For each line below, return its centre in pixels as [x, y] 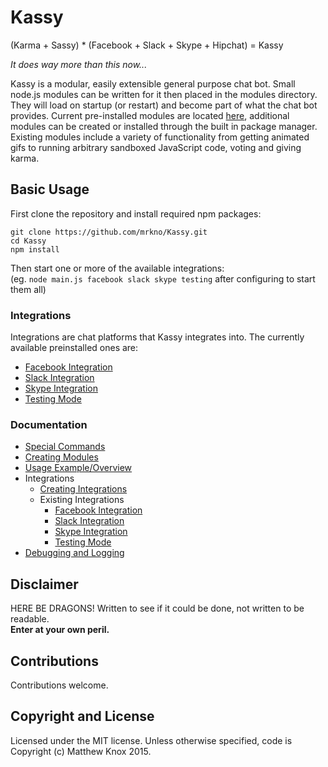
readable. [30, 619]
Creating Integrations [83, 489]
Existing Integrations [82, 500]
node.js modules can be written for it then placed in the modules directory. [164, 94]
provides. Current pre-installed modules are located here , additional [150, 115]
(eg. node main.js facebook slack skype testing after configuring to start [163, 278]
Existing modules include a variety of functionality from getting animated [160, 137]
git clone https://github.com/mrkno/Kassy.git [109, 232]
